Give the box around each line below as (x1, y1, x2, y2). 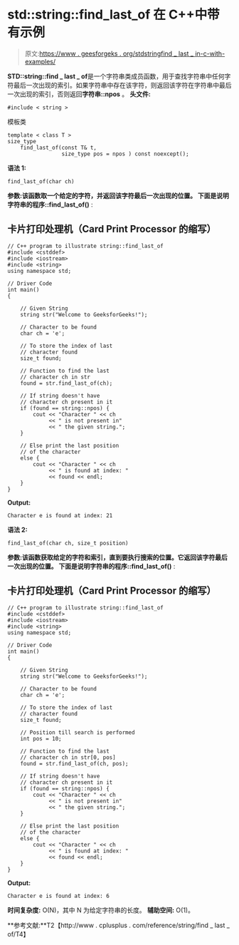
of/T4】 (7, 929, 30, 938)
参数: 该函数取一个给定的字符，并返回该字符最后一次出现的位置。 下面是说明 (7, 191, 230, 200)
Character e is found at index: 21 (7, 512, 113, 519)
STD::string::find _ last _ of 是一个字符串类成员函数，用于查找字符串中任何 (7, 72, 225, 81)
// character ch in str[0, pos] (20, 753, 116, 761)
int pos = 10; (20, 735, 62, 742)
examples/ (24, 57, 55, 66)
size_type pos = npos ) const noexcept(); (61, 150, 190, 157)
